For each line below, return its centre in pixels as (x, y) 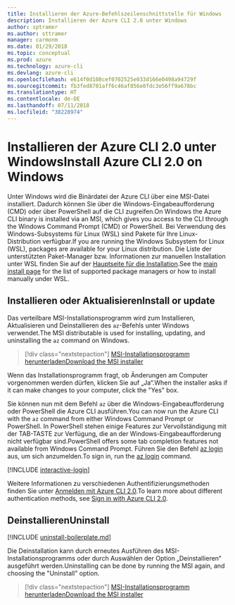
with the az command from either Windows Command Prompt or (101, 418)
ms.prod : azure (30, 60)
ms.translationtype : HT (42, 92)
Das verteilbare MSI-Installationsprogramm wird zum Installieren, (101, 318)
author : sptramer (33, 27)
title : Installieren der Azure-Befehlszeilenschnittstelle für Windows (114, 14)
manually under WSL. (38, 278)
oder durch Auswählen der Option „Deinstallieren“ (149, 559)
